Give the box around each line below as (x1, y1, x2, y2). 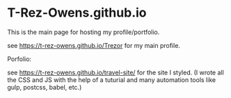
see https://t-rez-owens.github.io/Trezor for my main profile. (7, 41, 181, 49)
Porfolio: (7, 54, 32, 63)
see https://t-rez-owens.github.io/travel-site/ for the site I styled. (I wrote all (7, 68, 224, 76)
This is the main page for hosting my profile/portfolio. (7, 28, 160, 36)
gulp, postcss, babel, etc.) (7, 83, 82, 91)
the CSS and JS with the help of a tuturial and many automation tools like (7, 75, 216, 84)
